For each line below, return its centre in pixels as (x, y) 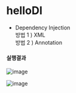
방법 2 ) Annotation (39, 42)
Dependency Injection (43, 28)
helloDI (24, 11)
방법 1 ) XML (30, 35)
